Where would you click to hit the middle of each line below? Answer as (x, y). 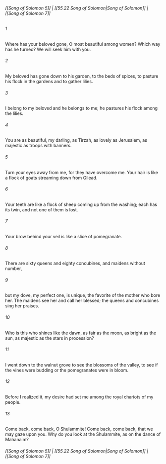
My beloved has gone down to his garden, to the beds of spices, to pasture (82, 76)
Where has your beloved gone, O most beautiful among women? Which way (83, 44)
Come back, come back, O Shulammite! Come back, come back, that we (79, 429)
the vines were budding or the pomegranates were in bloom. (67, 370)
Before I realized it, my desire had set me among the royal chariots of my (79, 397)
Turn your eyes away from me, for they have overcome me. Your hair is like (82, 172)
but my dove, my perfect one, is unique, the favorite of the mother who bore (83, 295)
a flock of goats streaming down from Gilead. (51, 178)
